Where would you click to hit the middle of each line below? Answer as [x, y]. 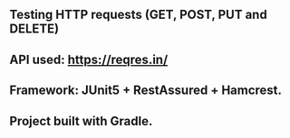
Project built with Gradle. [81, 121]
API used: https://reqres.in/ [89, 59]
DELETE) [34, 29]
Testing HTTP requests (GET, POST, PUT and [138, 15]
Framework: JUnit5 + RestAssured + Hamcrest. [146, 91]
